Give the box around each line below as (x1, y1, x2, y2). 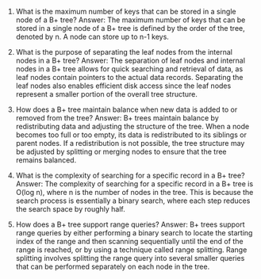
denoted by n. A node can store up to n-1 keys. (15, 32, 169, 41)
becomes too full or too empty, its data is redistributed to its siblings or (15, 130, 248, 139)
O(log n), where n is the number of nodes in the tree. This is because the (15, 188, 254, 197)
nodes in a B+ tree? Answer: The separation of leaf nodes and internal (15, 55, 246, 65)
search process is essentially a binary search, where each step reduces (15, 196, 251, 205)
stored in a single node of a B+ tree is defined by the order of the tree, (15, 24, 246, 32)
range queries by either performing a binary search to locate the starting (15, 228, 253, 237)
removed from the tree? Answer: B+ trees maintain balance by (15, 113, 220, 122)
